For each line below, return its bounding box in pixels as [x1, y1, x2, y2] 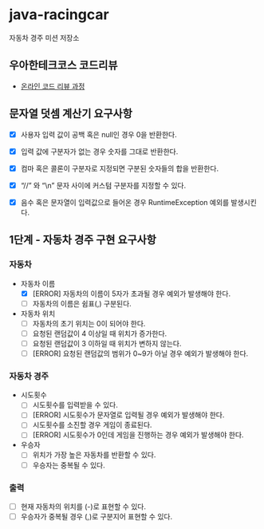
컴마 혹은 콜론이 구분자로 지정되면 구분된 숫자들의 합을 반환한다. [20, 164, 219, 173]
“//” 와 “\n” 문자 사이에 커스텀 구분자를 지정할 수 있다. [20, 180, 187, 190]
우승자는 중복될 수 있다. [32, 460, 106, 470]
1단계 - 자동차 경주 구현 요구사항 [9, 233, 156, 247]
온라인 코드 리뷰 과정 [20, 81, 85, 91]
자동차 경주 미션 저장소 [9, 33, 80, 42]
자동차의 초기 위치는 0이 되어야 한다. [32, 318, 146, 328]
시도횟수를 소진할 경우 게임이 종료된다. [32, 420, 152, 430]
